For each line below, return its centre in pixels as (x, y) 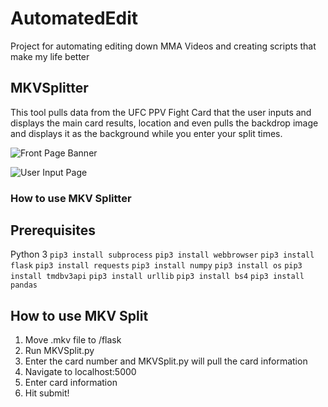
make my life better (50, 56)
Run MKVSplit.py (59, 351)
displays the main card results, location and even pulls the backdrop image (164, 123)
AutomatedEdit (74, 18)
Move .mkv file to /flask (73, 340)
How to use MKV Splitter (71, 198)
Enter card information (71, 383)
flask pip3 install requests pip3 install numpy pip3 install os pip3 (156, 266)
